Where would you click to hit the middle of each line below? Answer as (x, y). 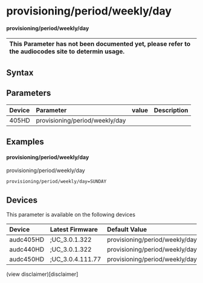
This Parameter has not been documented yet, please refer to (100, 44)
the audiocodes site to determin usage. (67, 51)
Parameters (29, 93)
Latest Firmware (74, 229)
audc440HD (27, 250)
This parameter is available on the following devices (71, 215)
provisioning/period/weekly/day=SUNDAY (56, 182)
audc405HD (27, 240)
